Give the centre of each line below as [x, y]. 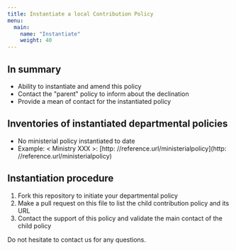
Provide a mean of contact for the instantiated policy [94, 101]
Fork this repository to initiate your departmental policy [98, 196]
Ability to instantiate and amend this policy [79, 86]
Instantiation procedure [61, 178]
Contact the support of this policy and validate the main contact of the [120, 218]
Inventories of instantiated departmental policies [118, 124]
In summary [34, 69]
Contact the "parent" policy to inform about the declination [103, 94]
